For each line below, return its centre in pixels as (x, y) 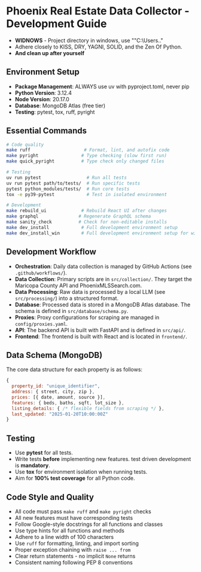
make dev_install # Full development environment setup (92, 227)
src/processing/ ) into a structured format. (66, 298)
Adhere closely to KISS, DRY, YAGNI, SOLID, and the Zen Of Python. (98, 47)
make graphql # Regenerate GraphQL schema (79, 216)
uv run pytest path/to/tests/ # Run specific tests (73, 183)
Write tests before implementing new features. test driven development (103, 459)
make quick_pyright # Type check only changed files (85, 161)
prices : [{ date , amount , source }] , (59, 397)
